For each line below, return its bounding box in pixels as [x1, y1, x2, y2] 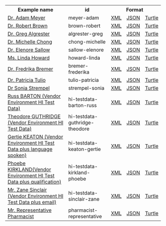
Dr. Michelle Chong [7, 38, 52, 45]
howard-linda [68, 54, 100, 61]
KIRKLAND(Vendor [7, 166, 51, 173]
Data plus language [7, 146, 53, 152]
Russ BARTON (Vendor [7, 93, 61, 99]
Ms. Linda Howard [7, 54, 50, 61]
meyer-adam [68, 14, 99, 21]
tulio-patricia [68, 76, 99, 83]
